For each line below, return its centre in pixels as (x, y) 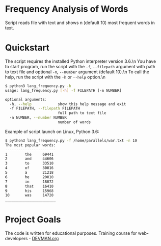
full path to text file (82, 113)
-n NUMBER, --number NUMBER (38, 118)
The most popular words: (30, 145)
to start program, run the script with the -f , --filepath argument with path (80, 66)
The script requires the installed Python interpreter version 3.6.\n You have (80, 61)
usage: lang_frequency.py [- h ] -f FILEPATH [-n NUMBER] (63, 90)
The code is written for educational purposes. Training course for (71, 233)
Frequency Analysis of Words (67, 9)
